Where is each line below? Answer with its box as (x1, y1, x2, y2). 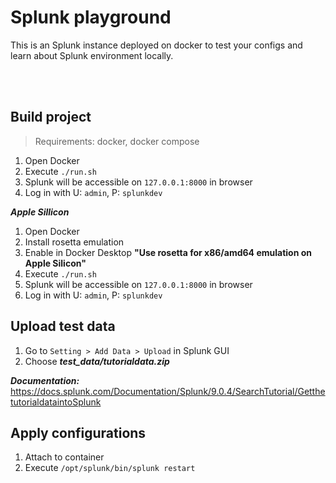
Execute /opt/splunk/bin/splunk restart (24, 462, 196, 474)
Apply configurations (10, 424, 147, 441)
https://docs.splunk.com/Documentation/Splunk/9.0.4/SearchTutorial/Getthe (10, 385, 326, 397)
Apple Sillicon (10, 206, 70, 218)
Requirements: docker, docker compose (34, 135, 200, 147)
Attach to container (24, 451, 105, 463)
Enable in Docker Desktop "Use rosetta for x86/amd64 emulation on (24, 246, 312, 258)
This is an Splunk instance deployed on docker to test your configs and (10, 39, 303, 51)
